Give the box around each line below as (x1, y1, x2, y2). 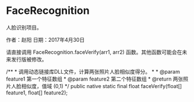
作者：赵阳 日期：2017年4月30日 (6, 36, 85, 43)
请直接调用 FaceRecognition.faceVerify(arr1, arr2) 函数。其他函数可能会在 (6, 48, 182, 56)
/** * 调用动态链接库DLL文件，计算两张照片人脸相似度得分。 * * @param (6, 68, 181, 75)
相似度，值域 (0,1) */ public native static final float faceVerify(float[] (21, 82, 182, 89)
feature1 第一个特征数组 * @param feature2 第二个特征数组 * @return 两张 (6, 75, 184, 82)
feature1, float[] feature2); (6, 89, 68, 96)
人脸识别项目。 (6, 24, 42, 31)
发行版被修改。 (10, 56, 47, 63)
